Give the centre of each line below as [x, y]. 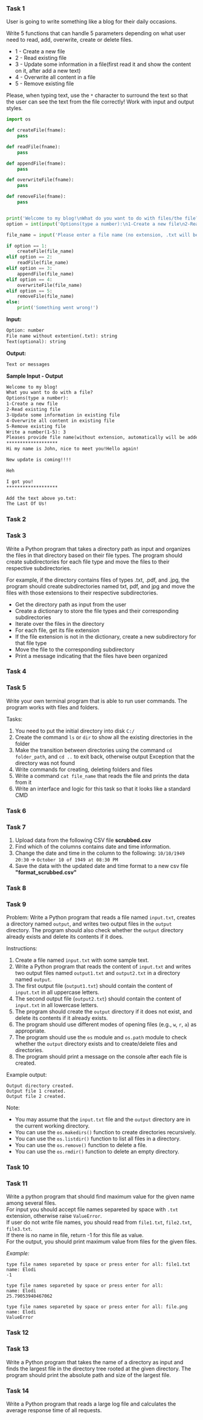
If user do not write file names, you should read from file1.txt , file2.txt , [99, 1222]
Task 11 [17, 1183]
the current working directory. [52, 1126]
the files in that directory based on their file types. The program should [94, 555]
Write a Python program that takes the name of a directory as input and [95, 1362]
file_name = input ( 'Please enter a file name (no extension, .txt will [98, 235]
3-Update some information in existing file [63, 415]
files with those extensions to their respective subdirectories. [82, 593]
